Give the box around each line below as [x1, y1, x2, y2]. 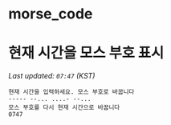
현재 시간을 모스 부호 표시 [8, 44, 165, 62]
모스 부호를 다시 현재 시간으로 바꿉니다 [8, 103, 120, 112]
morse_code [8, 5, 93, 23]
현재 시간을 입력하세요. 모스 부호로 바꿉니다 [8, 88, 135, 96]
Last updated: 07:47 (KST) [8, 71, 96, 81]
